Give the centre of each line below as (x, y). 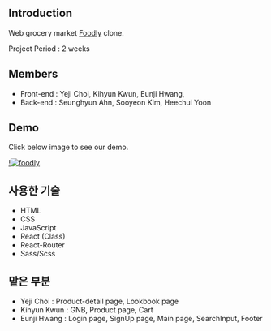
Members (33, 74)
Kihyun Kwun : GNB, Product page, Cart (86, 310)
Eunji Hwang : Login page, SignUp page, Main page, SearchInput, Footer (141, 319)
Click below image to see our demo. (69, 147)
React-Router (42, 245)
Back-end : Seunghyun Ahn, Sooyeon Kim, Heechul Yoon (116, 102)
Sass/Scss (38, 254)
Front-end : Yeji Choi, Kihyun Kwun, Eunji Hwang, (102, 93)
